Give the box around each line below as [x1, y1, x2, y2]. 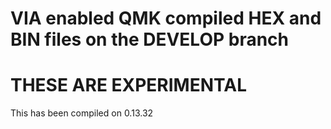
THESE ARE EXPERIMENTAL [10, 74, 247, 97]
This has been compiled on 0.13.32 [10, 107, 154, 119]
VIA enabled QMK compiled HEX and [10, 7, 322, 30]
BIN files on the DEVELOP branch [10, 28, 289, 51]
